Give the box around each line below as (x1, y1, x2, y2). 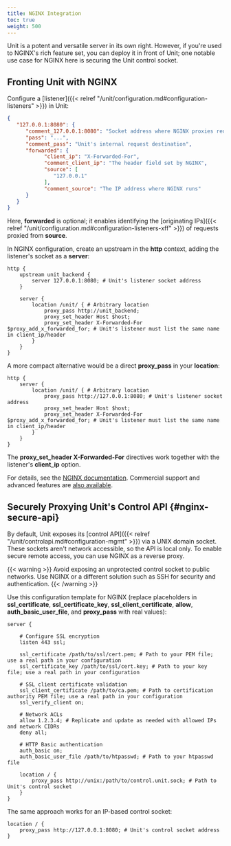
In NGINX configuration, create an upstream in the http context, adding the (7, 245, 219, 253)
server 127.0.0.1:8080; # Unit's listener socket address (32, 278, 201, 285)
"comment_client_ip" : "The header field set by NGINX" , (43, 159, 208, 167)
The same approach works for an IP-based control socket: (7, 808, 173, 816)
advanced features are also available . (7, 481, 113, 489)
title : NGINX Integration (7, 10, 81, 17)
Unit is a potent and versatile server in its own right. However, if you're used (7, 42, 222, 50)
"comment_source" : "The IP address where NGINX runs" (43, 185, 201, 192)
